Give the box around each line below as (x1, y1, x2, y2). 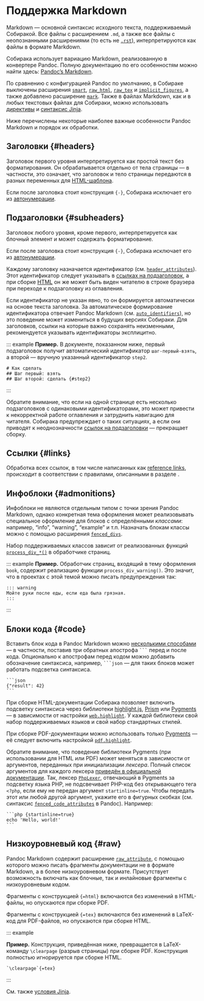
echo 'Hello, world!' (6, 817, 61, 823)
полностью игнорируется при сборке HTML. (6, 954, 122, 961)
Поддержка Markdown (6, 4, 127, 18)
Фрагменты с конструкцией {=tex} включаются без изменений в (6, 910, 175, 918)
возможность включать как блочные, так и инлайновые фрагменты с (6, 874, 187, 881)
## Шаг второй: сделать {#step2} (6, 376, 91, 382)
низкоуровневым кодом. (6, 881, 71, 888)
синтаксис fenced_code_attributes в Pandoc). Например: (6, 800, 153, 807)
